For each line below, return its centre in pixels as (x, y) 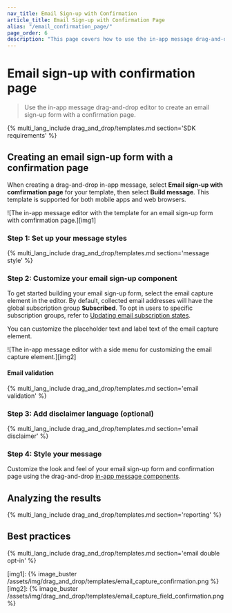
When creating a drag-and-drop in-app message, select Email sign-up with (115, 185)
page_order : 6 (28, 33)
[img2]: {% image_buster (42, 588)
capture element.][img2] (42, 357)
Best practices (39, 537)
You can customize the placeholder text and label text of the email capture (113, 329)
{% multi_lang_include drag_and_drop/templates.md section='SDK (101, 128)
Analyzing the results (54, 498)
